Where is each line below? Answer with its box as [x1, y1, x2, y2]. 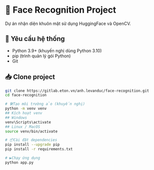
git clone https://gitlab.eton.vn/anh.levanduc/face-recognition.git [5, 88, 150, 93]
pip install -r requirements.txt [5, 147, 73, 152]
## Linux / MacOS [5, 124, 40, 129]
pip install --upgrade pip [5, 142, 60, 147]
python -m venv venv [5, 106, 47, 111]
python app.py [5, 160, 34, 165]
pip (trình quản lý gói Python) [12, 53, 71, 59]
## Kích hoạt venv [5, 111, 42, 116]
